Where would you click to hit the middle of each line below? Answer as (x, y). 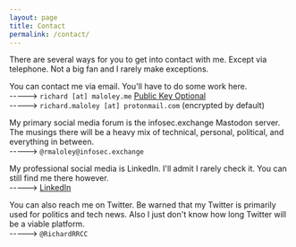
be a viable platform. (47, 224)
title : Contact (38, 26)
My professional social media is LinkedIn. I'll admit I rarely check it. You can (148, 169)
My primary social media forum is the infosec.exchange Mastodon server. (145, 123)
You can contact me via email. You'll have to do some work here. (128, 87)
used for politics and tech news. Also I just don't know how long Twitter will (148, 215)
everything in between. (52, 142)
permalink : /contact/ (50, 34)
